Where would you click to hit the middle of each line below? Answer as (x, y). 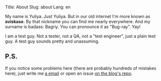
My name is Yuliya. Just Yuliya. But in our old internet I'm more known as (78, 16)
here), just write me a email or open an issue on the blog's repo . (69, 73)
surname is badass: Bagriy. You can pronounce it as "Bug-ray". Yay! (73, 27)
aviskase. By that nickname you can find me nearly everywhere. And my (78, 22)
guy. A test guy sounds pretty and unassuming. (52, 41)
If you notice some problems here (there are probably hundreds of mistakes (81, 68)
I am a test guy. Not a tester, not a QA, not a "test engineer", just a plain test (80, 36)
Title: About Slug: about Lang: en (38, 7)
